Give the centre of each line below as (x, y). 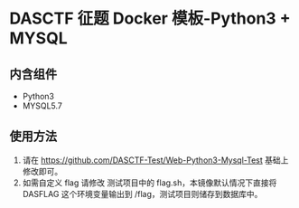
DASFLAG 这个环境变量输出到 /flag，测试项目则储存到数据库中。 (142, 194)
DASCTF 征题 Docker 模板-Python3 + (150, 19)
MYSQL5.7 (42, 106)
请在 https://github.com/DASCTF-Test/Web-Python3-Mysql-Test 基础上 (155, 160)
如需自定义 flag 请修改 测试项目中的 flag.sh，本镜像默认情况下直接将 (149, 183)
